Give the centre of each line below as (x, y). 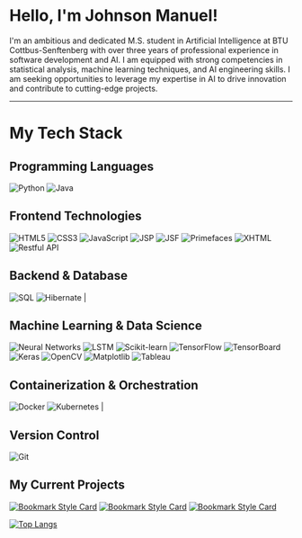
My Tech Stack (66, 134)
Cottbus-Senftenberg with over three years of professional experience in (144, 49)
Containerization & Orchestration (104, 385)
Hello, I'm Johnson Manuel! (114, 16)
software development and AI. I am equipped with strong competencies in (146, 59)
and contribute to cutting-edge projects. (84, 88)
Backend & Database (69, 276)
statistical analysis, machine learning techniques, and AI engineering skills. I (150, 69)
